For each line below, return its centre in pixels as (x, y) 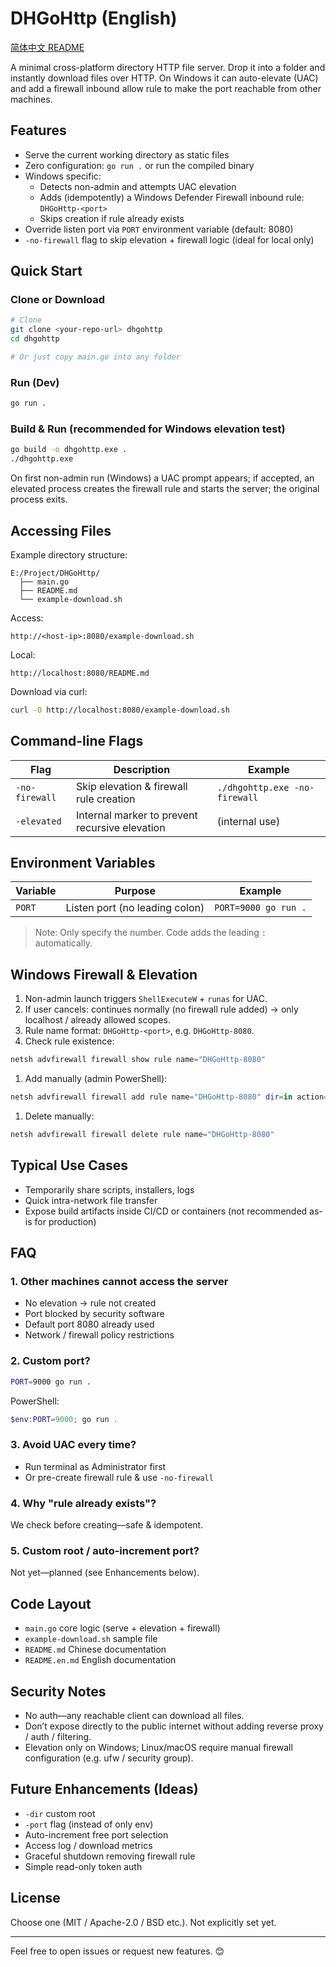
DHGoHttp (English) (94, 18)
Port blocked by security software (94, 1314)
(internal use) (248, 821)
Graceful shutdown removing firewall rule (110, 1856)
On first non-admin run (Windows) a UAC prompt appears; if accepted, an (162, 478)
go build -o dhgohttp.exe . (69, 450)
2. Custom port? (50, 1361)
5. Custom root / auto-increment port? (105, 1550)
